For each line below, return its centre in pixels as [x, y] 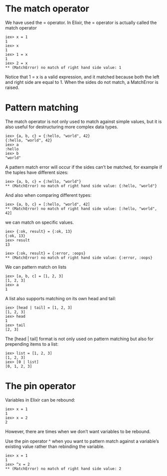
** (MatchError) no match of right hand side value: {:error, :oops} [79, 258]
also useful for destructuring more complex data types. [62, 127]
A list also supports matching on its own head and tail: [61, 298]
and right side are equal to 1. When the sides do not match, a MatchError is [82, 82]
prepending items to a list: [32, 344]
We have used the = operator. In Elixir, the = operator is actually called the [81, 22]
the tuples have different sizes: [37, 172]
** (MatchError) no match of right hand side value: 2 [63, 469]
